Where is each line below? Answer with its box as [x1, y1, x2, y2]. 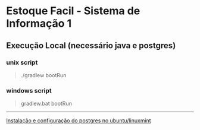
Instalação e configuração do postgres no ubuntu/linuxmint [6, 117, 151, 124]
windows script [6, 86, 52, 94]
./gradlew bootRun [20, 71, 67, 78]
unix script [6, 58, 38, 66]
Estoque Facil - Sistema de [6, 4, 140, 18]
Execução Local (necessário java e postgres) [6, 40, 176, 50]
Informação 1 [6, 17, 72, 30]
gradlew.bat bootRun [20, 100, 73, 107]
